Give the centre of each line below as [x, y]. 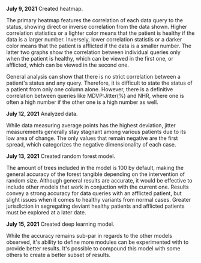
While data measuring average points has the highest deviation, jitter [91, 125]
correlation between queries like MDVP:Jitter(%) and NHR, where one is [95, 96]
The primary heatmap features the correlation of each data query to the [94, 20]
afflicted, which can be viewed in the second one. [68, 65]
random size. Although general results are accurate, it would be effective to [99, 180]
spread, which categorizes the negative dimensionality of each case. [91, 144]
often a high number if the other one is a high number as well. [82, 102]
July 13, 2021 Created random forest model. [61, 156]
